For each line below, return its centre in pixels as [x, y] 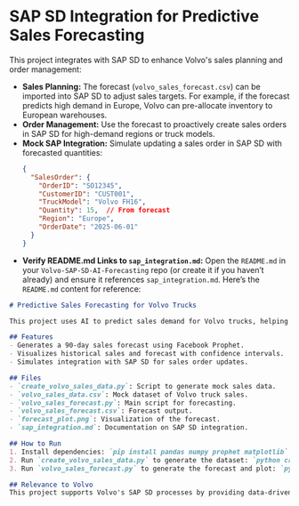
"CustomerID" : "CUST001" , [87, 194]
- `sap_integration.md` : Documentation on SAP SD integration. [129, 428]
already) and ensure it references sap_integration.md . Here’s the [141, 279]
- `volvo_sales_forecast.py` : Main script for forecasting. [123, 403]
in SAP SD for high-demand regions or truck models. [118, 133]
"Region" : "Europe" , [77, 219]
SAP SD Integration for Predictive [134, 16]
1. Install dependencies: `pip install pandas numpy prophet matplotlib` [149, 452]
